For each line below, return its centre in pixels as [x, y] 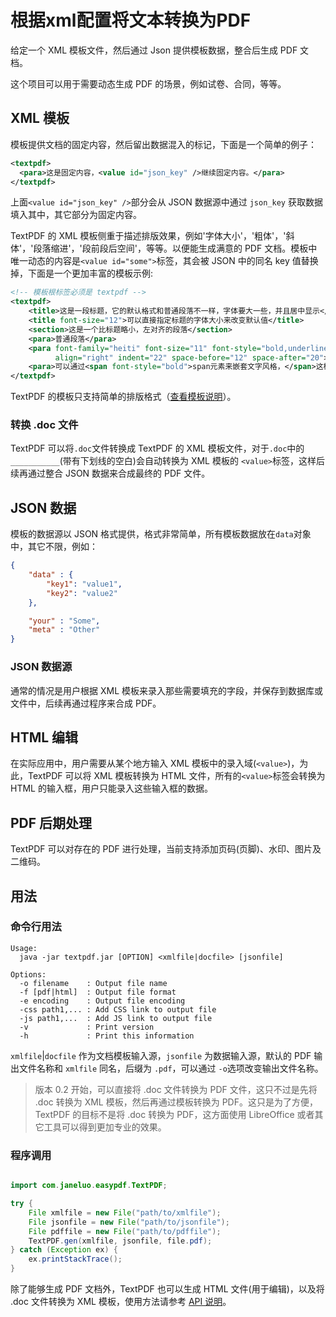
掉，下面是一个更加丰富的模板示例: [82, 273]
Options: [28, 974]
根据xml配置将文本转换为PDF [131, 20]
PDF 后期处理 [51, 822]
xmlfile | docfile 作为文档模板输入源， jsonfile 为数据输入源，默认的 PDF [161, 1055]
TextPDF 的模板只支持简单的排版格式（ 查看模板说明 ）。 [123, 397]
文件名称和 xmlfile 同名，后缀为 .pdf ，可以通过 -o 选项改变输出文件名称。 [171, 1068]
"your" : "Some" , [64, 621]
